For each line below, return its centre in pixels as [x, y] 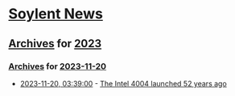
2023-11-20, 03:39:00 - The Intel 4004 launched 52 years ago [123, 83]
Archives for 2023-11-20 [58, 66]
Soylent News [56, 14]
